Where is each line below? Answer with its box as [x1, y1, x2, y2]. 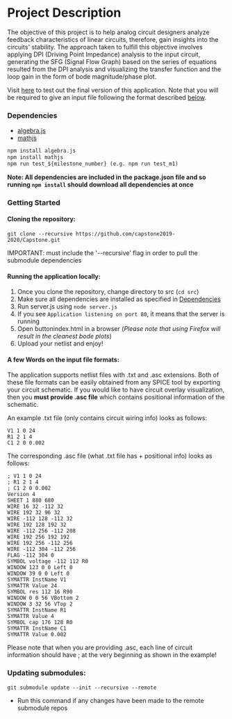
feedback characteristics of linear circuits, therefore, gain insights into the [7, 35, 219, 43]
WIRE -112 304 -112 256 [7, 546, 76, 553]
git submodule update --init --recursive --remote [7, 684, 157, 691]
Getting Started [7, 197, 60, 207]
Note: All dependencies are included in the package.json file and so [7, 173, 206, 181]
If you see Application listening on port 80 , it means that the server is [17, 310, 225, 318]
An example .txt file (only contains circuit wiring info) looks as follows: [7, 414, 207, 422]
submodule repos [17, 704, 68, 712]
